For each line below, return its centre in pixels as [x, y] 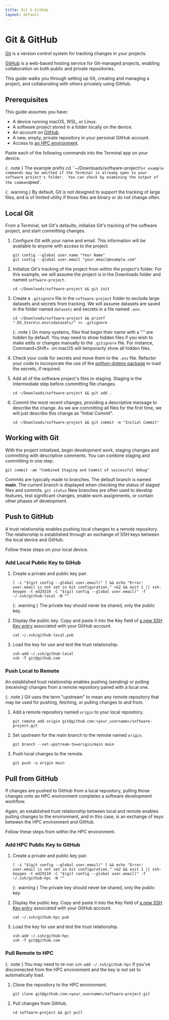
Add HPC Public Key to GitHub [43, 845]
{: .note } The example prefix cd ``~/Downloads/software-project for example [84, 168]
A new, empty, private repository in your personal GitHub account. [81, 138]
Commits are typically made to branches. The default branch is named [78, 479]
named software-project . [39, 280]
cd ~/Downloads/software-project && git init [61, 289]
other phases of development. [36, 501]
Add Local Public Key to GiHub [43, 563]
